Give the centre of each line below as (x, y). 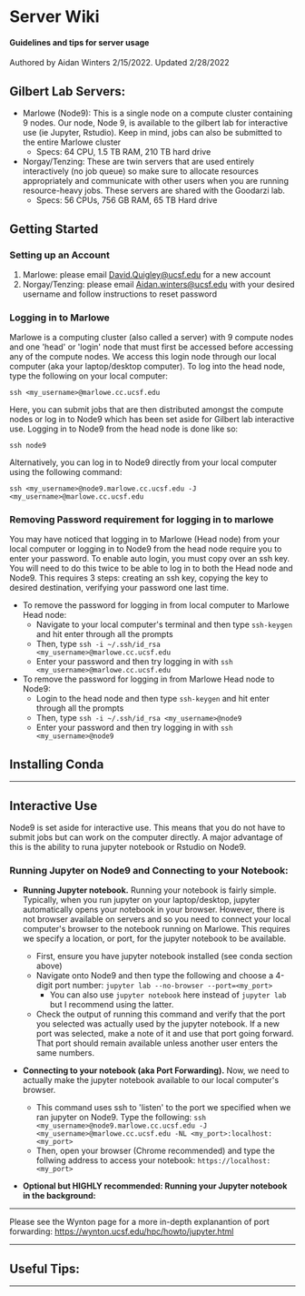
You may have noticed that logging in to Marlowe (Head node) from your (145, 540)
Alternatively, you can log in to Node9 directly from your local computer (143, 462)
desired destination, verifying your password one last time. (119, 588)
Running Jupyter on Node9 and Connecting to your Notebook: (149, 871)
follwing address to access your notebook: (116, 1160)
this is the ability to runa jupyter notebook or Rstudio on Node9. (128, 847)
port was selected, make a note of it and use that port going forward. (165, 1034)
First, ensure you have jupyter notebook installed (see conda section (164, 957)
